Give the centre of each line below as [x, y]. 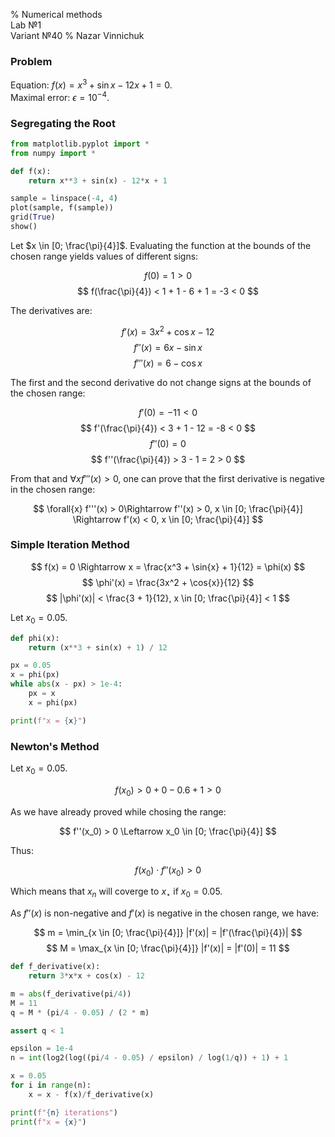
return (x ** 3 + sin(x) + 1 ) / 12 [98, 647]
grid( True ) [33, 217]
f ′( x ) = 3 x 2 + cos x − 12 [168, 331]
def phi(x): [35, 638]
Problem [31, 61]
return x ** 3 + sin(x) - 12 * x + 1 [98, 180]
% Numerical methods [56, 14]
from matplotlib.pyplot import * [80, 144]
